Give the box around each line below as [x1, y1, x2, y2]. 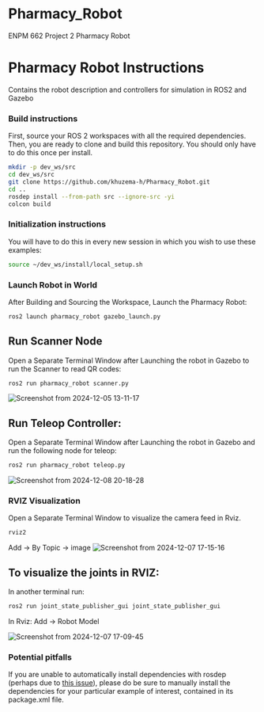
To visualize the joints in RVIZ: [8, 565, 160, 579]
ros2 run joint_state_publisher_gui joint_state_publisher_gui [8, 603, 221, 611]
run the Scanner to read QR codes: [8, 364, 122, 373]
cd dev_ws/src [8, 171, 55, 179]
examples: [8, 245, 42, 254]
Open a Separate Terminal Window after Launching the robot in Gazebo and [8, 437, 255, 447]
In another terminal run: [8, 587, 85, 596]
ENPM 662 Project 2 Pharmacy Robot [8, 31, 130, 40]
